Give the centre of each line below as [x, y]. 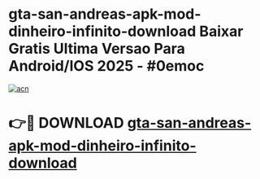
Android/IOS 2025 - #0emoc [106, 66]
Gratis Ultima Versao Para [97, 49]
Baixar [221, 31]
